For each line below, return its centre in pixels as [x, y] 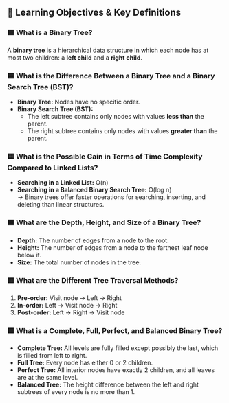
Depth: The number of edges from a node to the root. [93, 240]
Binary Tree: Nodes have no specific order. [78, 102]
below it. [29, 255]
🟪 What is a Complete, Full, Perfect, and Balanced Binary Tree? [115, 330]
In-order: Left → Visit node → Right [67, 305]
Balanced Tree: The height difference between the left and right [108, 384]
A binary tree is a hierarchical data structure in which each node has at [108, 50]
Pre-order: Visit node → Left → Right [69, 298]
